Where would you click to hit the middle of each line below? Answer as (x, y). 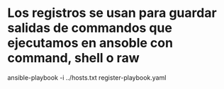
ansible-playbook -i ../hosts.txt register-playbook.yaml (87, 77)
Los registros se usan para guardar (112, 13)
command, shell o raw (73, 58)
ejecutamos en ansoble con (90, 43)
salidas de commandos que (90, 28)
